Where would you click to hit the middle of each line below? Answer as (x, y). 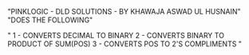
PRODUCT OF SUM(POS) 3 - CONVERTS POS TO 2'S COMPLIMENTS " (125, 44)
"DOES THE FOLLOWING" (50, 20)
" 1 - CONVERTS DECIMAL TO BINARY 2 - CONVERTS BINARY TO (116, 35)
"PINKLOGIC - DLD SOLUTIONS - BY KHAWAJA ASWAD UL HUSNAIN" (124, 12)
